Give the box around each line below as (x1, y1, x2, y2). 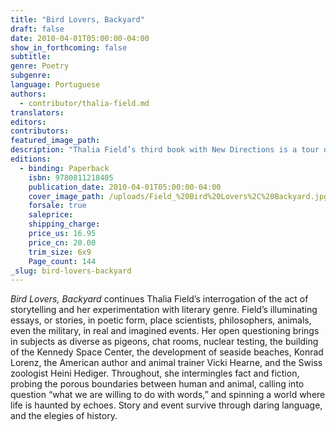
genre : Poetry (10, 61, 70, 71)
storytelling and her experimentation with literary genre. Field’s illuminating (10, 304, 318, 316)
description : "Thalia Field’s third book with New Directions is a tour (10, 145, 320, 155)
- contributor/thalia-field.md (19, 98, 150, 108)
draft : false (10, 24, 65, 34)
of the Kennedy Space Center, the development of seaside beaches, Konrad (10, 346, 324, 358)
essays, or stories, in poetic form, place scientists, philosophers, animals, (10, 314, 312, 326)
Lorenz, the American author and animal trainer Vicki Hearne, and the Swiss (10, 357, 323, 369)
